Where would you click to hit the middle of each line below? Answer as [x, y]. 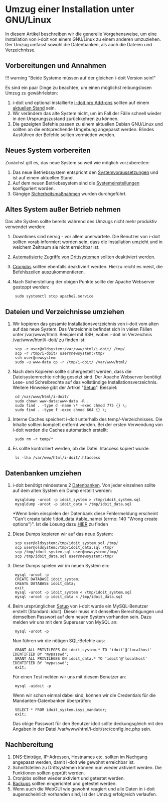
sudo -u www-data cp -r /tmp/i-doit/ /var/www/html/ [71, 362]
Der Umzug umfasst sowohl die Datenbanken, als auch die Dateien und [79, 44]
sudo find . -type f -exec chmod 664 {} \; [61, 410]
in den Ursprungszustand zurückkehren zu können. [65, 119]
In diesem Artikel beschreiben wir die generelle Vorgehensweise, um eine [81, 34]
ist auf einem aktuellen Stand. [43, 177]
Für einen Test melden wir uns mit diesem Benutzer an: [69, 677]
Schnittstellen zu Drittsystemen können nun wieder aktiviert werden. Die [87, 767]
